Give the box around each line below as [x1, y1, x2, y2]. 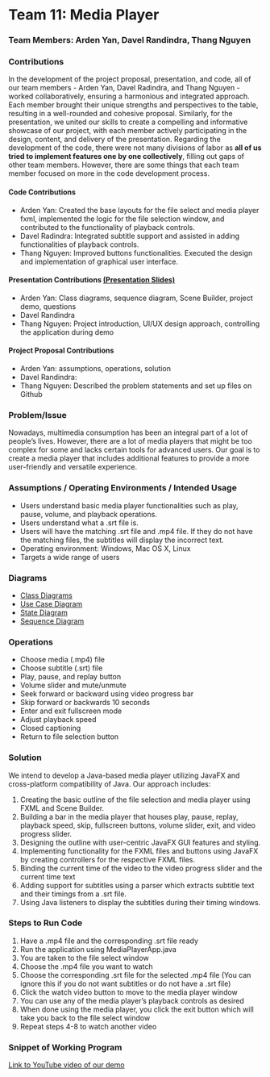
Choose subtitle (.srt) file [19, 663, 103, 673]
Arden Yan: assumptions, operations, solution [19, 364, 172, 374]
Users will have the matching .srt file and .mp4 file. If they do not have [19, 526, 253, 536]
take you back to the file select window [19, 1012, 151, 1022]
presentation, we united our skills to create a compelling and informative [8, 117, 248, 127]
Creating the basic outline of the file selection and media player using [19, 795, 251, 804]
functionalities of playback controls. [19, 240, 139, 249]
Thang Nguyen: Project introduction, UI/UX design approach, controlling [19, 319, 260, 328]
